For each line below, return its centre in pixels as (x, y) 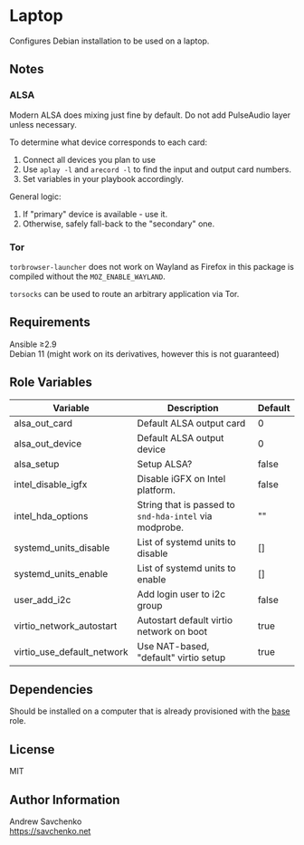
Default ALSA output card (191, 423)
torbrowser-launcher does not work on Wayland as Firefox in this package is (152, 266)
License (32, 749)
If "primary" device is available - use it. (95, 214)
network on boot (172, 631)
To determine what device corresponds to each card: (109, 142)
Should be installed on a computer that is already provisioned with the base (150, 711)
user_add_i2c (43, 600)
